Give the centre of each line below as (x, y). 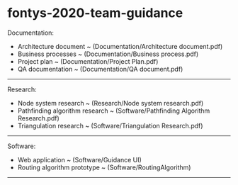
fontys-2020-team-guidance (95, 13)
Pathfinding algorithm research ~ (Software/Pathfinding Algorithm (114, 111)
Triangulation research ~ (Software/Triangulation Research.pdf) (110, 125)
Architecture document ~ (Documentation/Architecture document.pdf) (120, 46)
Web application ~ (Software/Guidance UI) (79, 159)
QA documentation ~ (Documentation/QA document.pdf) (100, 69)
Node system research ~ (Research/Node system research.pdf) (110, 103)
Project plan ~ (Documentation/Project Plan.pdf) (88, 61)
